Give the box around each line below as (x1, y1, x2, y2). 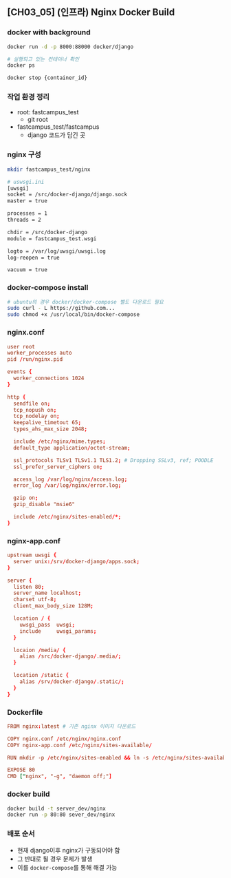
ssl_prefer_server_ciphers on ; (13, 463, 103, 470)
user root (7, 343, 36, 350)
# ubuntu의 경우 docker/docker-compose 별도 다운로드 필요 (7, 298, 164, 305)
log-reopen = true (7, 254, 60, 261)
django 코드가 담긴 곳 (27, 131, 86, 139)
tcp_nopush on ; (13, 406, 57, 413)
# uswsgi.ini (7, 178, 45, 185)
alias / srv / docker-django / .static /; (19, 678, 125, 685)
